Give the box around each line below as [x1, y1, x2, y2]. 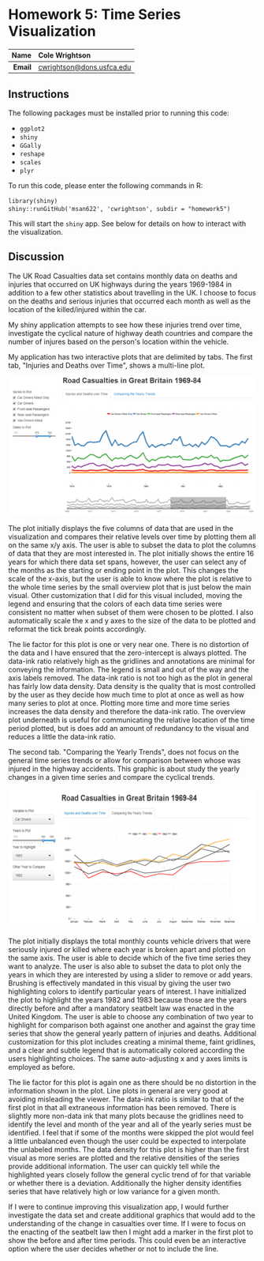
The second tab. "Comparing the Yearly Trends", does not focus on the [8, 747, 240, 756]
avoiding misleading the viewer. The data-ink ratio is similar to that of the [8, 1094, 244, 1104]
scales [19, 159, 42, 167]
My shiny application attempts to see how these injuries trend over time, [8, 320, 242, 329]
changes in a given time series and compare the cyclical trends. [8, 772, 215, 781]
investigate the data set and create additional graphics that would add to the [8, 1210, 256, 1220]
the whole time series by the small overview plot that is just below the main [8, 582, 251, 592]
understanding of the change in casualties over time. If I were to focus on [8, 1219, 246, 1229]
